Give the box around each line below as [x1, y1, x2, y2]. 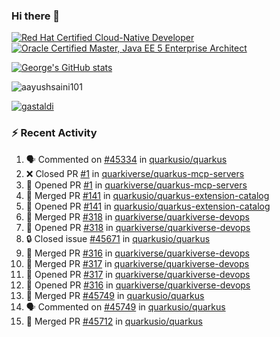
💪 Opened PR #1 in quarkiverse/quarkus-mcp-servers [25, 179, 248, 191]
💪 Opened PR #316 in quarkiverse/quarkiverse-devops [25, 279, 251, 291]
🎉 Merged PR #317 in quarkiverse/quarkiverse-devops [25, 257, 250, 269]
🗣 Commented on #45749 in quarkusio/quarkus [25, 300, 226, 313]
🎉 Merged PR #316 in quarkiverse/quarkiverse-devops [25, 247, 250, 259]
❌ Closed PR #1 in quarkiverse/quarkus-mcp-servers [25, 167, 245, 179]
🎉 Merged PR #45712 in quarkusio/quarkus [25, 315, 203, 327]
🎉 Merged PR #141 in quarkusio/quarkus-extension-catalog [25, 189, 270, 201]
